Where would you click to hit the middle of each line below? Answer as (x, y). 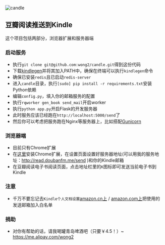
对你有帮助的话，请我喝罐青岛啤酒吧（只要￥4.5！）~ (68, 231)
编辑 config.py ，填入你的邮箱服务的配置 (54, 96)
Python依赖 (24, 90)
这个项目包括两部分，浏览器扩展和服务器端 (49, 38)
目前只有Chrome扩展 (34, 148)
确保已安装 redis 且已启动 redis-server (52, 77)
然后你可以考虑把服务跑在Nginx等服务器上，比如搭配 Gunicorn (77, 121)
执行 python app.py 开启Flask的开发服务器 (55, 109)
